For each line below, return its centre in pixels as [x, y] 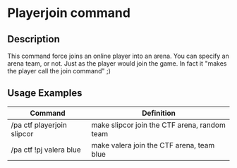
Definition [159, 113]
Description [34, 39]
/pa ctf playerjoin [39, 125]
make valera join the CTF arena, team [153, 145]
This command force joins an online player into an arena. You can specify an [118, 56]
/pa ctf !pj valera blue [46, 150]
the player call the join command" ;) [59, 71]
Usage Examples [45, 93]
